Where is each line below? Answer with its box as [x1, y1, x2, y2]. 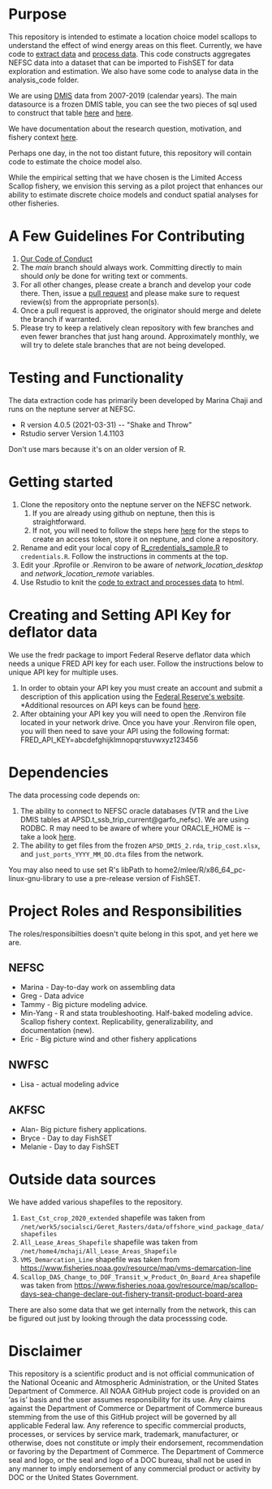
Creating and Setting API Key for [8, 606, 231, 624]
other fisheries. [8, 198, 59, 208]
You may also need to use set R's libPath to [8, 865, 153, 875]
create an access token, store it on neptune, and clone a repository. [32, 534, 259, 544]
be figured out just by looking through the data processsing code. [8, 1313, 228, 1323]
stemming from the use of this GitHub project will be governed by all [8, 1412, 237, 1422]
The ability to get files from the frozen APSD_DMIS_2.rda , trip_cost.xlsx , [19, 840, 261, 850]
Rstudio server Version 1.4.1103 [19, 428, 124, 438]
